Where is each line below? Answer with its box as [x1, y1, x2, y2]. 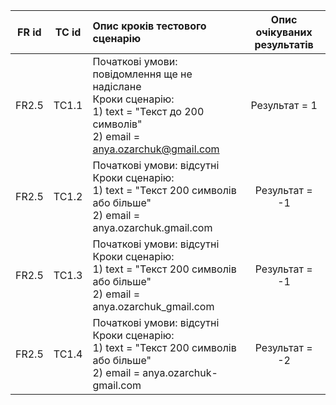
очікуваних [255, 25, 313, 39]
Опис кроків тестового [92, 19, 207, 33]
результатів [254, 38, 314, 51]
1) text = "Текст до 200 [92, 105, 205, 118]
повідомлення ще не [92, 67, 193, 81]
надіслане [92, 80, 142, 93]
